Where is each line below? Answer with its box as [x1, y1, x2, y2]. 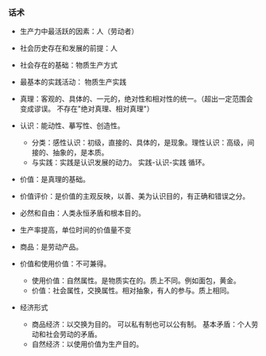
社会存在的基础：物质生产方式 [19, 60, 118, 70]
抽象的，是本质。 [52, 148, 109, 157]
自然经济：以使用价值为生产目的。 [31, 339, 144, 349]
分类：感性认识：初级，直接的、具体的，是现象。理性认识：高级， [31, 137, 248, 148]
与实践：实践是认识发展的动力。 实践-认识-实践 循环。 [31, 157, 210, 168]
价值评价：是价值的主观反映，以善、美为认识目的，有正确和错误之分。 [19, 192, 250, 201]
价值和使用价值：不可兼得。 [19, 259, 111, 269]
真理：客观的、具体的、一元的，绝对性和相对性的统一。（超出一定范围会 [19, 94, 253, 104]
